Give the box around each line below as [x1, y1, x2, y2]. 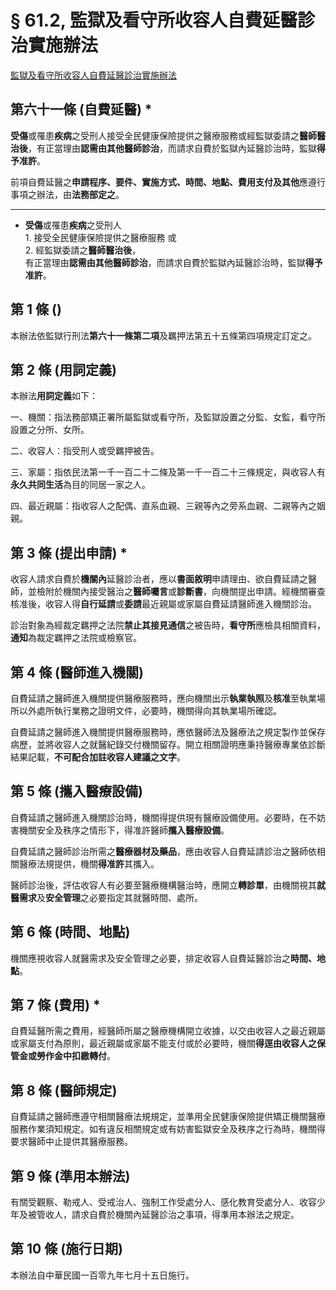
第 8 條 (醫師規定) [10, 1082, 118, 1099]
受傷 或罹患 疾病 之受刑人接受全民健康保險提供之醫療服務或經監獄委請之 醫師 [10, 129, 317, 141]
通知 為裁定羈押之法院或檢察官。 [10, 632, 142, 644]
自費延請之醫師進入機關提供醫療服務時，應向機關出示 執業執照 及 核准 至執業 [10, 692, 317, 704]
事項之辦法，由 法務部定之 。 [10, 188, 125, 200]
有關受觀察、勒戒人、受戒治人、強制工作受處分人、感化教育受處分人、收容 [10, 1196, 317, 1208]
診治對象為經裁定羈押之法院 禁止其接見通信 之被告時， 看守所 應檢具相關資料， [10, 619, 326, 631]
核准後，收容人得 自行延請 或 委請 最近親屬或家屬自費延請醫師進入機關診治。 [10, 598, 317, 610]
